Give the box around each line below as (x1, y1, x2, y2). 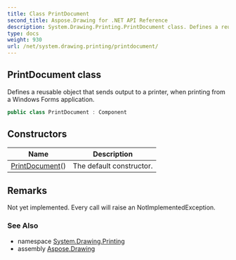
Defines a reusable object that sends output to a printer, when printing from (7, 87, 226, 96)
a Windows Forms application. (7, 95, 95, 103)
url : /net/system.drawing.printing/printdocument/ (7, 43, 159, 50)
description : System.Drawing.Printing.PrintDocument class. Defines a (7, 23, 218, 30)
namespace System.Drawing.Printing (17, 237, 125, 245)
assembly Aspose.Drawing (17, 244, 96, 253)
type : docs (7, 30, 39, 37)
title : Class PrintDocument (7, 10, 90, 18)
